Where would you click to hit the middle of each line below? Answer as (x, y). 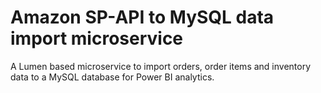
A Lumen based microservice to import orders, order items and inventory (161, 66)
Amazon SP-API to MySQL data (142, 17)
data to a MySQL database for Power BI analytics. (112, 77)
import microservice (97, 38)
